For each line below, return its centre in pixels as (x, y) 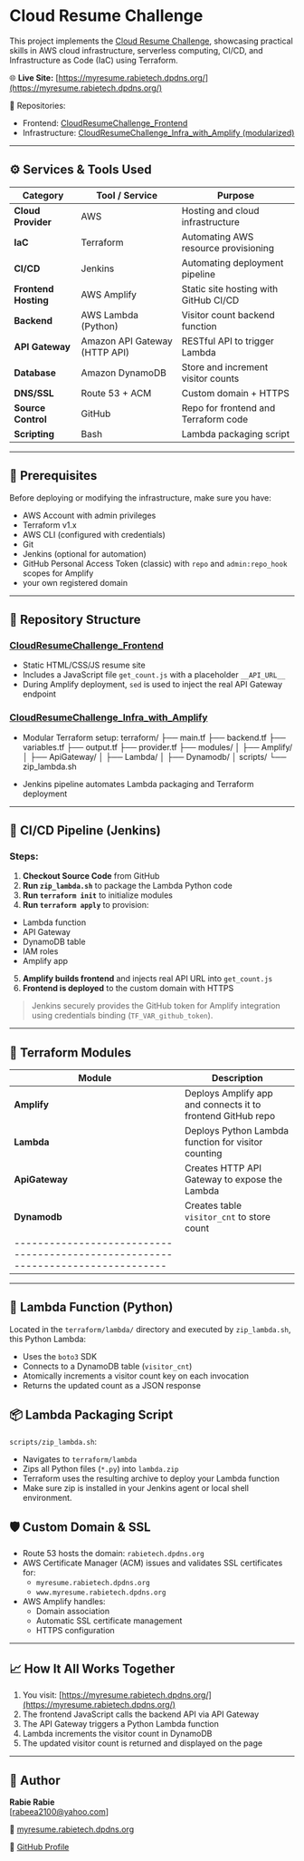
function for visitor (223, 1142)
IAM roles (40, 951)
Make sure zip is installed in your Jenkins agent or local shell (135, 1487)
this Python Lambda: (48, 1339)
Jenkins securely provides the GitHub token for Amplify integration (156, 1006)
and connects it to (223, 1105)
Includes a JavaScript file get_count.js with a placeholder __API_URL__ (154, 675)
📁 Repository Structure (75, 619)
